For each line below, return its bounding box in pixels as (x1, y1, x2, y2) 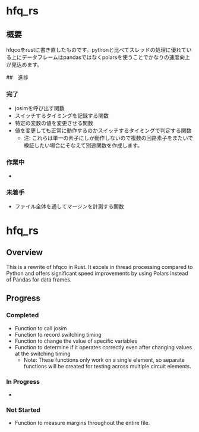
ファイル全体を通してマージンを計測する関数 (14, 202, 125, 209)
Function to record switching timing (14, 331, 102, 338)
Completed (6, 311, 39, 320)
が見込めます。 (6, 61, 43, 68)
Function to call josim (14, 324, 67, 331)
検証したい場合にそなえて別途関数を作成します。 (23, 142, 143, 149)
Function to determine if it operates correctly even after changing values (14, 343, 192, 350)
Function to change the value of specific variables (14, 337, 138, 345)
